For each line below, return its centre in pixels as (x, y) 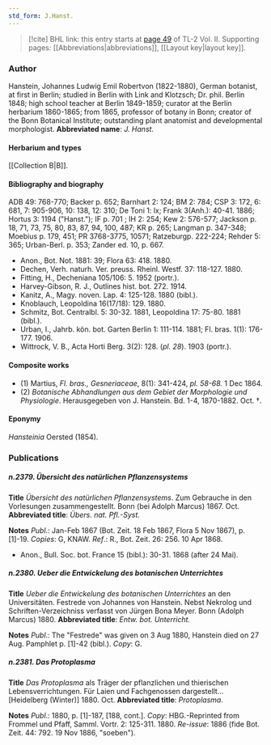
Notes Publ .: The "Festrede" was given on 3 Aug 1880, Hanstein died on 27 (134, 635)
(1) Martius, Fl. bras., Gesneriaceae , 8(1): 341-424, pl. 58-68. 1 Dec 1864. (141, 383)
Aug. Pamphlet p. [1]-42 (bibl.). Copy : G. (76, 643)
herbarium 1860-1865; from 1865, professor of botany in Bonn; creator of (130, 112)
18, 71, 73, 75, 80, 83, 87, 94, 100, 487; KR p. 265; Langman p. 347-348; (127, 228)
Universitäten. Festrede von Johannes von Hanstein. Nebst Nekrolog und (130, 602)
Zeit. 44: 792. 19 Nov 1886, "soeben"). (72, 732)
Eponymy (25, 419)
